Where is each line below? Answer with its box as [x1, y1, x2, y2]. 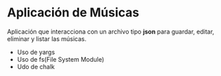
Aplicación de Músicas [7, 5, 140, 21]
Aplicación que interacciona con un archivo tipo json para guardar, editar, [7, 27, 214, 36]
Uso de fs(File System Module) [16, 55, 105, 63]
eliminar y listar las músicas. [7, 34, 87, 42]
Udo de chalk [16, 62, 55, 71]
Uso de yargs [16, 48, 55, 56]
